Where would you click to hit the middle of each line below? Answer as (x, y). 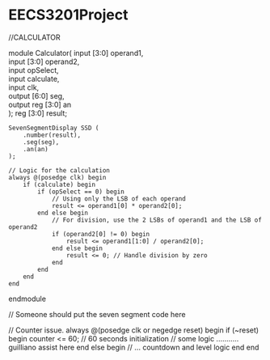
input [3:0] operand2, (44, 61)
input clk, (24, 87)
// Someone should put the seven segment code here (97, 314)
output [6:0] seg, (36, 95)
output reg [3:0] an (40, 104)
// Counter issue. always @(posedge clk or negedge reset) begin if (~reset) (134, 330)
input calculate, (34, 78)
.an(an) (36, 149)
